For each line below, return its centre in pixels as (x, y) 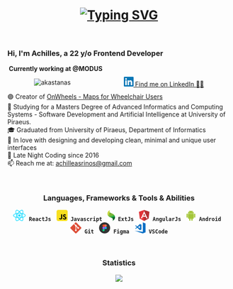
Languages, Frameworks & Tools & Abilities (119, 198)
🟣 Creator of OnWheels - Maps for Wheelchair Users (85, 97)
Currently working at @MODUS (56, 69)
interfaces (22, 148)
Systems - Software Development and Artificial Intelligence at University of (116, 114)
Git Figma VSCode (126, 231)
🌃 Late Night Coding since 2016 (53, 156)
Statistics (119, 263)
